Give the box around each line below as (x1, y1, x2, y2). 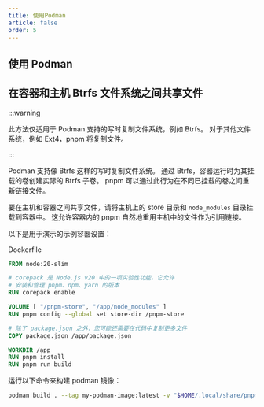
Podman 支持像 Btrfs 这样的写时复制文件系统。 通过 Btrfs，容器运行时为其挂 (8, 166, 255, 176)
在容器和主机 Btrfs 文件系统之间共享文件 (8, 87, 203, 100)
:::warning (8, 108, 41, 117)
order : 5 (8, 26, 37, 34)
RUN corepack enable (8, 289, 76, 297)
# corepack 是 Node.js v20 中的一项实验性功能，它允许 (8, 274, 175, 282)
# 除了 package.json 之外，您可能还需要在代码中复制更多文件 (8, 324, 188, 332)
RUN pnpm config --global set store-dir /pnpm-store (8, 310, 185, 318)
